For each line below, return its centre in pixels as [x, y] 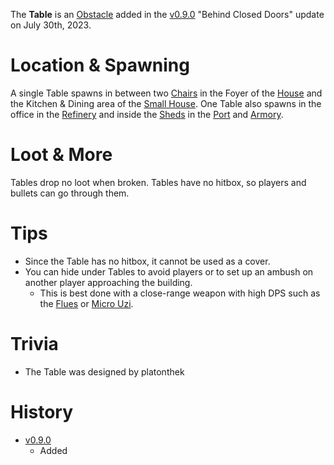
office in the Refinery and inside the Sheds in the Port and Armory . [147, 114]
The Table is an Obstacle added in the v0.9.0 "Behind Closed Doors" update [167, 14]
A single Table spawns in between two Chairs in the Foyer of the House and [166, 93]
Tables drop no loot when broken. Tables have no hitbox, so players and [158, 182]
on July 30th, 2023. [51, 25]
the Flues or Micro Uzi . [86, 303]
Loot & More [61, 155]
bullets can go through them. [70, 193]
